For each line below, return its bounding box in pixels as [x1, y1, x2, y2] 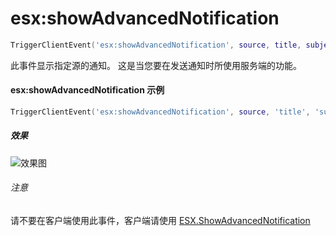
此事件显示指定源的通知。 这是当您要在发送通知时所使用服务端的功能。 [10, 59, 302, 71]
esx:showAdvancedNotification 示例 [10, 84, 165, 96]
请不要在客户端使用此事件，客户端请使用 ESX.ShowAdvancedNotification [10, 215, 311, 227]
